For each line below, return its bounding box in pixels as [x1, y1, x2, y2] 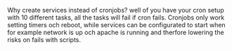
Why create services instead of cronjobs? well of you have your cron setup [7, 6, 224, 14]
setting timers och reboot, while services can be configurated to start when [7, 21, 226, 29]
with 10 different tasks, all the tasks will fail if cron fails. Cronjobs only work [7, 13, 225, 22]
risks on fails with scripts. [7, 36, 82, 44]
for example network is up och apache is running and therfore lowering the [7, 28, 224, 36]
